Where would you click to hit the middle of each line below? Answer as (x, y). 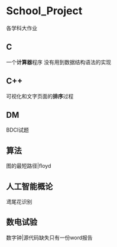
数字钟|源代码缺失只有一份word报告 (49, 238)
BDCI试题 (18, 130)
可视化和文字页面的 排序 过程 (40, 96)
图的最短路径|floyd (29, 166)
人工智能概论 (30, 186)
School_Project (44, 11)
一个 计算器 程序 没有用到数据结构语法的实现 (58, 62)
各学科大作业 (22, 28)
